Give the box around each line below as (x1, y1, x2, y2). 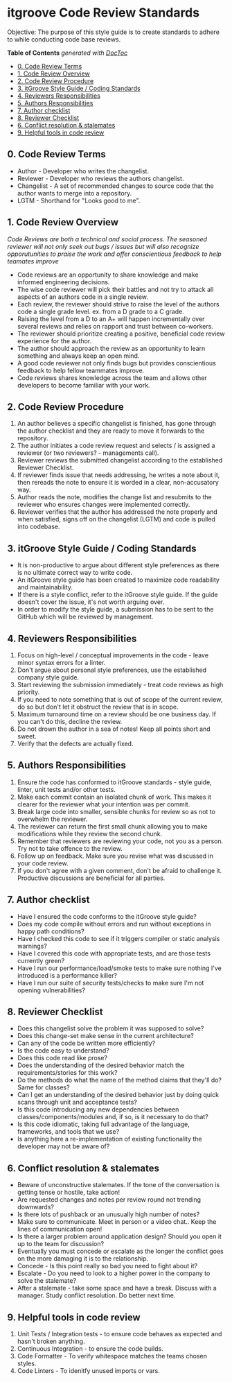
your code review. (17, 858, 69, 867)
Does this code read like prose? (17, 1054, 108, 1062)
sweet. (17, 732, 37, 740)
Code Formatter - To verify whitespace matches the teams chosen (17, 1352, 208, 1361)
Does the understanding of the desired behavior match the (17, 1061, 185, 1069)
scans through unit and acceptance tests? (17, 1098, 137, 1107)
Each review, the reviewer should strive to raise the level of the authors (17, 300, 220, 308)
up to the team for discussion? (17, 1240, 105, 1248)
